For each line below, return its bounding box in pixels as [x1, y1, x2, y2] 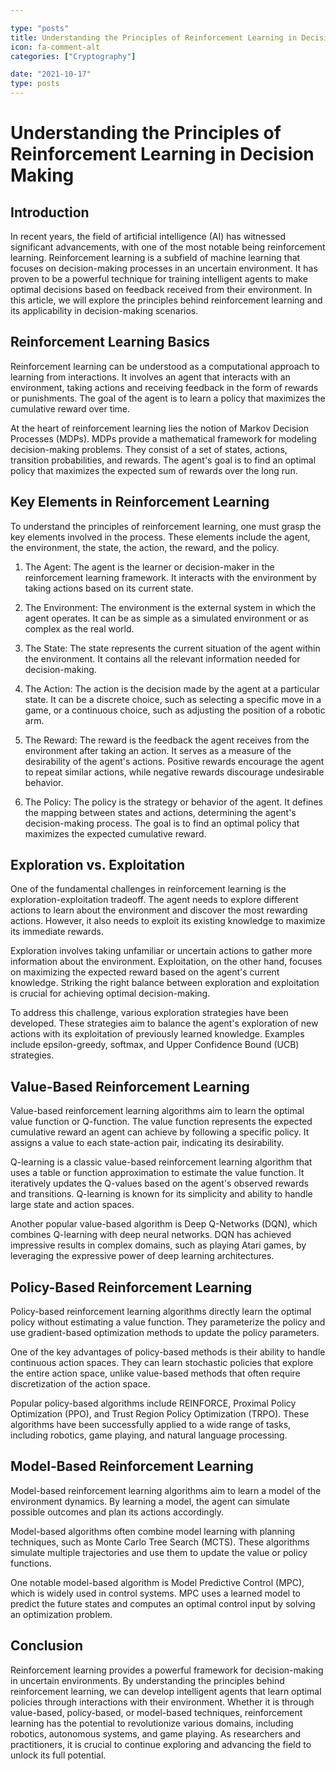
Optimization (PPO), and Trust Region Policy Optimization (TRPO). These [10, 1408, 310, 1420]
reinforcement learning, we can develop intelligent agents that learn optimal [10, 1685, 322, 1697]
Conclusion [10, 1637, 84, 1655]
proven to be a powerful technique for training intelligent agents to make [10, 273, 308, 285]
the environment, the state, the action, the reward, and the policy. [10, 541, 280, 553]
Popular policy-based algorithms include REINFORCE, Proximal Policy [10, 1397, 297, 1410]
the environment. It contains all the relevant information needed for [24, 652, 301, 665]
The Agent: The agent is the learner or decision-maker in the [24, 561, 275, 573]
